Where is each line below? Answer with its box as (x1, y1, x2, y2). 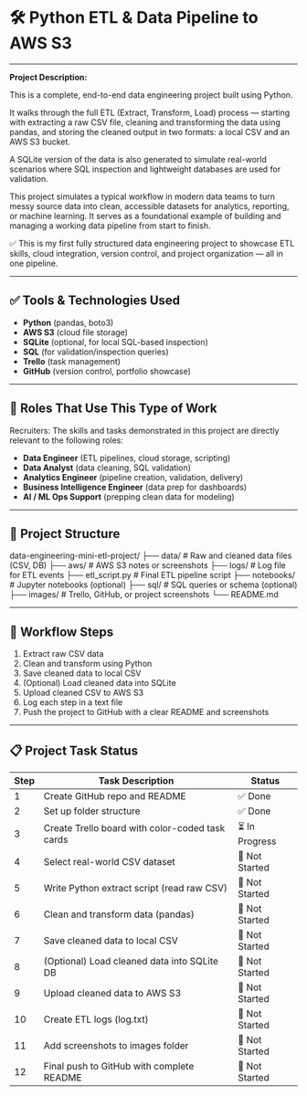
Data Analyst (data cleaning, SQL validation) (22, 462, 192, 473)
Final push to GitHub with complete (43, 1060, 195, 1072)
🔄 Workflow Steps (9, 624, 114, 639)
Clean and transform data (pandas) (43, 908, 195, 921)
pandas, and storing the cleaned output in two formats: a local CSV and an (9, 126, 291, 137)
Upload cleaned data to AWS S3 (43, 987, 182, 999)
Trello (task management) (22, 355, 122, 366)
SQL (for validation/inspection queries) (22, 346, 169, 357)
